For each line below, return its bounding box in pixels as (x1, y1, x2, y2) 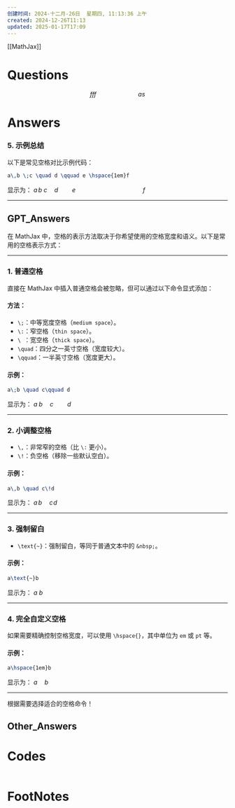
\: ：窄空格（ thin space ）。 (17, 327, 96, 335)
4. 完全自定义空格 (7, 614, 66, 623)
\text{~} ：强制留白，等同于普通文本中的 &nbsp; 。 (17, 541, 162, 550)
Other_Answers (7, 720, 77, 732)
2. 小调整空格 (7, 425, 52, 435)
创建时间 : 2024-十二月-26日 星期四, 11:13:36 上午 (7, 10, 148, 17)
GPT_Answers (7, 213, 71, 225)
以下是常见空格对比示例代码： (7, 158, 93, 166)
